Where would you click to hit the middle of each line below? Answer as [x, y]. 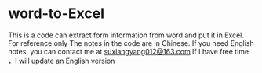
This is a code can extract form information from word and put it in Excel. [126, 35]
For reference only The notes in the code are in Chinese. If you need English [131, 43]
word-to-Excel [56, 14]
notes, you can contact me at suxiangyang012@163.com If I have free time [129, 51]
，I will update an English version [62, 61]
